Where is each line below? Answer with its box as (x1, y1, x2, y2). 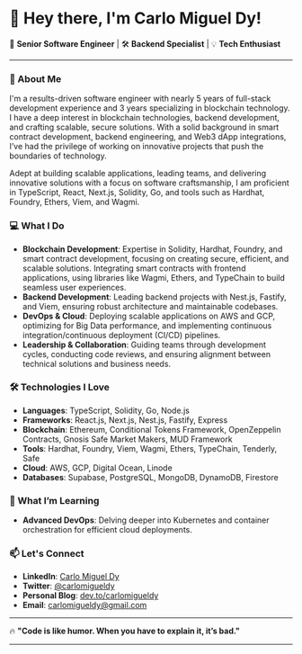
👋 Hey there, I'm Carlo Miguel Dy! (9, 8, 262, 29)
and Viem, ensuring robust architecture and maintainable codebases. (22, 300, 279, 311)
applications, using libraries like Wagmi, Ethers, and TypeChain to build (22, 272, 286, 282)
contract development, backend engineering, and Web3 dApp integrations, (9, 131, 287, 142)
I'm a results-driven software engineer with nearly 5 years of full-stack (9, 94, 271, 104)
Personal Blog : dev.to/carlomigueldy (22, 590, 159, 601)
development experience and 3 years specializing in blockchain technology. (9, 103, 290, 113)
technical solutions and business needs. (22, 358, 172, 369)
